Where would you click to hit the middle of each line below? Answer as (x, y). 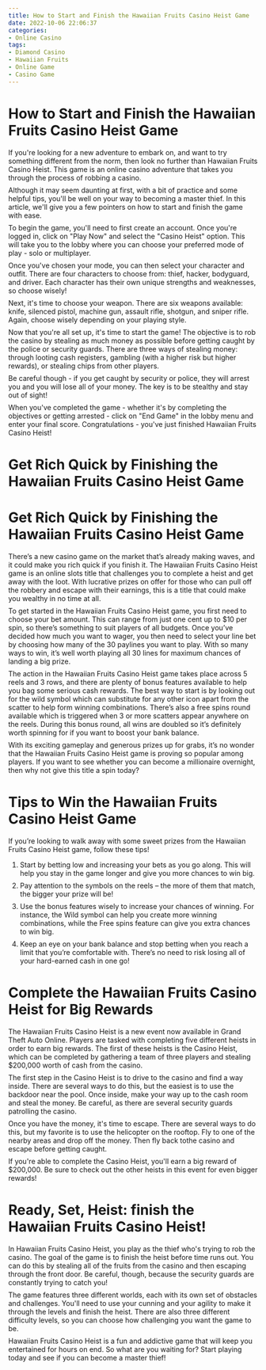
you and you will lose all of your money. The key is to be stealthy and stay (128, 386)
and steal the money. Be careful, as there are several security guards (121, 1102)
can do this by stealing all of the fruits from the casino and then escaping (127, 1265)
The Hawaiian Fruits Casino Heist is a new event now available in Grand (125, 1031)
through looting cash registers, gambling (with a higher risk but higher (122, 357)
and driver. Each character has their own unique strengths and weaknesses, (132, 282)
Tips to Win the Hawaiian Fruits (113, 802)
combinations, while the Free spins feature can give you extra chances (135, 923)
